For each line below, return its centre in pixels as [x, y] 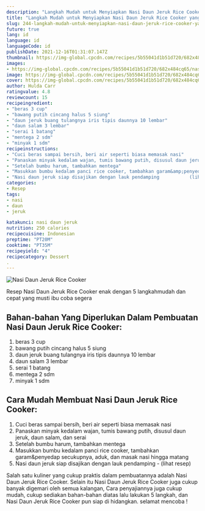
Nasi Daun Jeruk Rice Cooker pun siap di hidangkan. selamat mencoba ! [97, 501]
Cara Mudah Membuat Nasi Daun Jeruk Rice [92, 400]
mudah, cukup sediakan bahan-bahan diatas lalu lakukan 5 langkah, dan [97, 494]
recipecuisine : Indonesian [41, 234]
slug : [13, 23]
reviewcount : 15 [27, 97]
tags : [13, 194]
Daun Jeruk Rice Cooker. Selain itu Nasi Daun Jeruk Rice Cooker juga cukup [102, 482]
